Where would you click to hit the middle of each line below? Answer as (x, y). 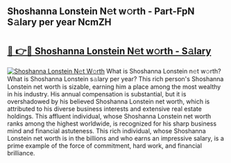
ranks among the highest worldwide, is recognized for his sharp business (112, 123)
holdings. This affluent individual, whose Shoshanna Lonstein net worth (109, 116)
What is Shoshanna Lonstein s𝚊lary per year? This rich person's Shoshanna (115, 79)
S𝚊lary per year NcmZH (60, 23)
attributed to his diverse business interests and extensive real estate (105, 109)
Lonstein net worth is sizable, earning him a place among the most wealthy (114, 87)
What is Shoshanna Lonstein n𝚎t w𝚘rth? (164, 71)
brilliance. (21, 153)
